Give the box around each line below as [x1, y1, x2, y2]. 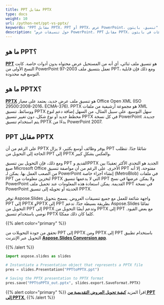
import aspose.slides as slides [5, 254, 71, 259]
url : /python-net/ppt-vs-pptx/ [5, 20, 69, 26]
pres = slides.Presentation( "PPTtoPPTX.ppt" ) [5, 267, 99, 272]
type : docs [5, 12, 28, 17]
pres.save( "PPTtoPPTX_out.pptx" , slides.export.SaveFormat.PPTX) [5, 280, 141, 285]
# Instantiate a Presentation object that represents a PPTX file [5, 263, 143, 268]
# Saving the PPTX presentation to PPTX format [5, 276, 104, 281]
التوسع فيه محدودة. [5, 71, 40, 77]
